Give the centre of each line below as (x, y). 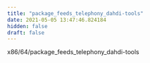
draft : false (26, 33)
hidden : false (28, 26)
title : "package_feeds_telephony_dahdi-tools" (75, 13)
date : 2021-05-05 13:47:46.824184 (57, 20)
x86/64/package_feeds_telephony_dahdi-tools (73, 52)
